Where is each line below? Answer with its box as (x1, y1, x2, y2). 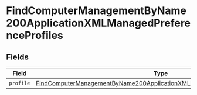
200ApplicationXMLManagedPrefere (6, 16, 191, 30)
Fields (6, 52, 29, 62)
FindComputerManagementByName (6, 4, 186, 17)
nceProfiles (6, 29, 63, 42)
